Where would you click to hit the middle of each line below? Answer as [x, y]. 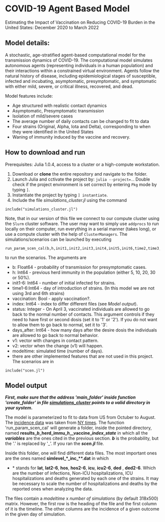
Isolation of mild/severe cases [42, 116]
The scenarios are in [33, 361]
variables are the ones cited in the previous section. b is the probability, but [82, 438]
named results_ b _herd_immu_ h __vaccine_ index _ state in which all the [77, 433]
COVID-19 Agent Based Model [68, 9]
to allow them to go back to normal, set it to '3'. [60, 325]
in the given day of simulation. [36, 514]
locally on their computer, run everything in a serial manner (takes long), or [81, 229]
